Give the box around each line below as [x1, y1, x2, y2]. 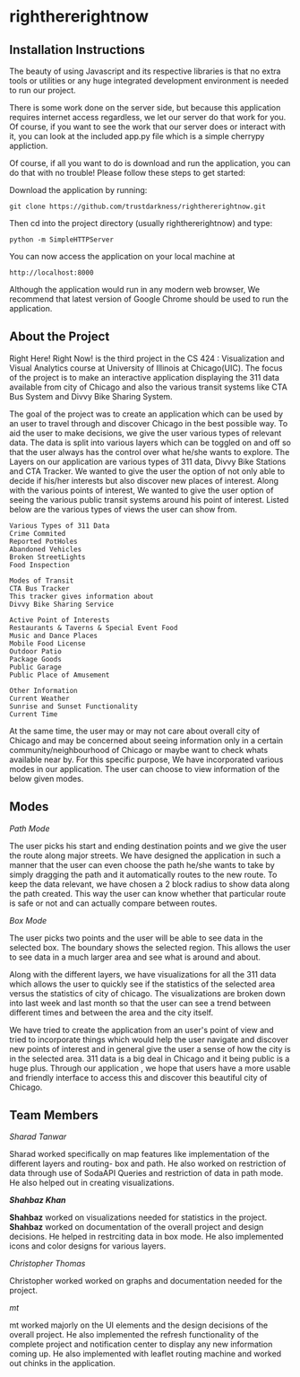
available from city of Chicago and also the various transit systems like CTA [9, 382, 288, 392]
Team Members [9, 1108, 99, 1123]
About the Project [9, 329, 110, 345]
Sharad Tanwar [9, 1131, 67, 1142]
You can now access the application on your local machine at [9, 251, 236, 261]
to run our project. [9, 85, 76, 95]
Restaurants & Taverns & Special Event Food [9, 623, 178, 632]
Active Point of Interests [9, 615, 110, 625]
